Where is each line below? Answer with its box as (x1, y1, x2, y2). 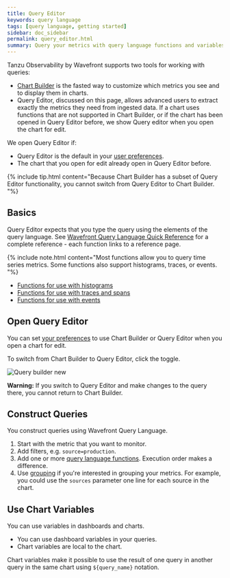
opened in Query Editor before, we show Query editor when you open (16, 118, 214, 126)
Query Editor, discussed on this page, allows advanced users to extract (16, 96, 218, 104)
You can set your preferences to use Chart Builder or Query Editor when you (7, 334, 222, 342)
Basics (7, 207, 36, 219)
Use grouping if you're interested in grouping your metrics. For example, (16, 469, 221, 478)
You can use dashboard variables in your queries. (16, 535, 157, 544)
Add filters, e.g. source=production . (16, 447, 116, 456)
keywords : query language (7, 16, 81, 23)
